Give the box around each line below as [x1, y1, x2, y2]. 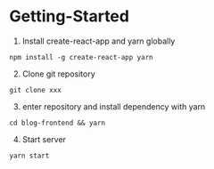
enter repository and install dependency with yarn [21, 101, 206, 112]
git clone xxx [9, 85, 62, 94]
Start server [21, 133, 67, 144]
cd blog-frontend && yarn [9, 118, 105, 127]
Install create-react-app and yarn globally [21, 36, 176, 46]
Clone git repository [21, 68, 95, 79]
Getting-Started [9, 6, 129, 27]
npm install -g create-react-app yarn [9, 52, 153, 61]
